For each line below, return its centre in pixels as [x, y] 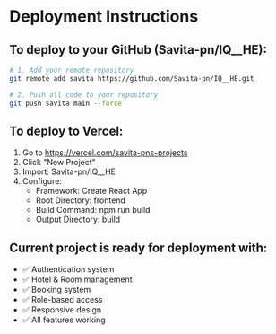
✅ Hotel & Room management [77, 279]
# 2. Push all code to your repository [84, 95]
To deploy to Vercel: [66, 131]
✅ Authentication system [68, 269]
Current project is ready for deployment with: [138, 247]
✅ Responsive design [62, 310]
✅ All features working [64, 320]
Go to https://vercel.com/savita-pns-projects [105, 153]
